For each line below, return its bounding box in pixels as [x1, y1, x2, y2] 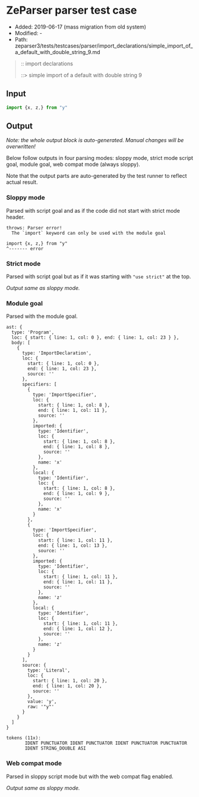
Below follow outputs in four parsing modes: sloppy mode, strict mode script [6, 155, 194, 162]
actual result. [6, 179, 38, 186]
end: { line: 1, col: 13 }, [37, 543, 108, 549]
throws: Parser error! [6, 225, 62, 231]
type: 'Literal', [27, 667, 70, 673]
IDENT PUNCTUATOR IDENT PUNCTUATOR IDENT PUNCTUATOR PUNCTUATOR [24, 741, 187, 746]
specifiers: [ [21, 382, 58, 388]
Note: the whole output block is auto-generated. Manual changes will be [6, 137, 184, 144]
